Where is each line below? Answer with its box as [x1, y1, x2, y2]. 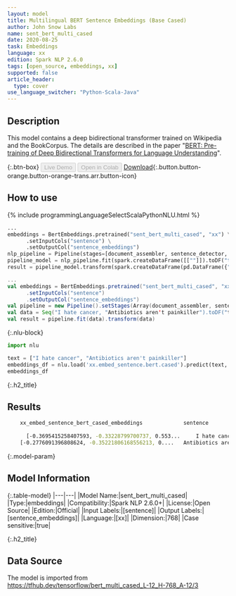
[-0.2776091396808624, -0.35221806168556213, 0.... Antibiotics [20, 439, 218, 446]
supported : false [7, 69, 58, 76]
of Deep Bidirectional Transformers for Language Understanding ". [30, 149, 222, 157]
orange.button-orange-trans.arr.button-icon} [7, 171, 137, 180]
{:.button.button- [152, 163, 202, 171]
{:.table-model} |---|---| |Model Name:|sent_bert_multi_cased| [7, 491, 188, 499]
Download [123, 163, 153, 171]
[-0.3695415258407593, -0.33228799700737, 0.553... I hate [25, 433, 216, 440]
